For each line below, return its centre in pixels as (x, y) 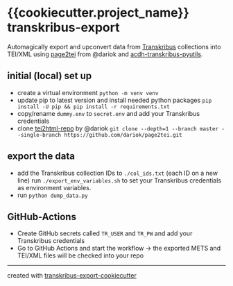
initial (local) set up (50, 76)
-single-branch (39, 135)
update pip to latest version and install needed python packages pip (114, 100)
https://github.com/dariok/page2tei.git (123, 135)
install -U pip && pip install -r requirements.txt (93, 107)
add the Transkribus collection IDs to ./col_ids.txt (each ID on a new (118, 173)
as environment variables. (54, 187)
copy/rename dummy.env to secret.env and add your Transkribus (108, 113)
